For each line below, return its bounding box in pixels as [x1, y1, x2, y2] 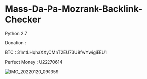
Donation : [5, 39, 26, 45]
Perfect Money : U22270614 [5, 59, 63, 65]
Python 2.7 [5, 30, 27, 36]
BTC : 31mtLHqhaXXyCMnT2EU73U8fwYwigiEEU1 [5, 49, 107, 55]
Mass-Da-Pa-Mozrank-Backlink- [5, 3, 143, 15]
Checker [5, 14, 41, 25]
